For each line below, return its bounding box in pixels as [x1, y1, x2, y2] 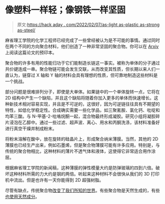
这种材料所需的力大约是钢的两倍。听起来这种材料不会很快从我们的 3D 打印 [9, 171, 160, 177]
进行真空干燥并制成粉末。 [5, 126, 57, 131]
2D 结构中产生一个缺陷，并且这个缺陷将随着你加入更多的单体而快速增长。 [5, 95, 154, 101]
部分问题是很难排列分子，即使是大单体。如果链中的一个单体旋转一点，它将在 [5, 89, 160, 95]
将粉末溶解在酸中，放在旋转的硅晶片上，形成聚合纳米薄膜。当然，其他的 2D [5, 136, 159, 142]
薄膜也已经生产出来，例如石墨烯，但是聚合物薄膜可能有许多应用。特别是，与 [5, 142, 160, 148]
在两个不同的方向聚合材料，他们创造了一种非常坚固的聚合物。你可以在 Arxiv [5, 43, 159, 49]
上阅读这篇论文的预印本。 [5, 50, 57, 55]
